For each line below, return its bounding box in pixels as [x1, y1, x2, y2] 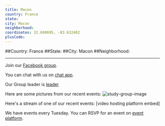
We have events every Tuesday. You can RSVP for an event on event [5, 110, 144, 116]
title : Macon [5, 7, 32, 12]
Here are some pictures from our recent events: [5, 91, 102, 96]
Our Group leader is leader [5, 81, 59, 87]
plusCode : [5, 35, 26, 40]
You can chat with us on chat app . [5, 72, 74, 78]
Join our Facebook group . [5, 62, 57, 68]
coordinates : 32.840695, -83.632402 [5, 30, 80, 35]
